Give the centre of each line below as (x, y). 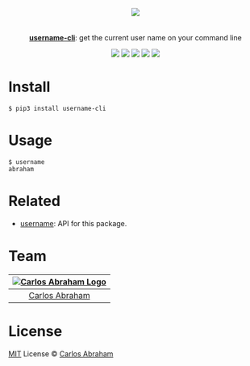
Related (34, 201)
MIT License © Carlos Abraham (61, 353)
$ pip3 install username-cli (57, 108)
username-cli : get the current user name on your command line (135, 38)
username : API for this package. (73, 223)
